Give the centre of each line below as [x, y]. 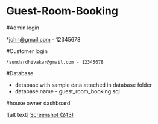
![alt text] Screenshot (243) [40, 114]
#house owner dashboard [38, 103]
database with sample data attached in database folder [83, 85]
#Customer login [27, 51]
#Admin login [23, 28]
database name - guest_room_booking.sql [68, 91]
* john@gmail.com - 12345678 [43, 39]
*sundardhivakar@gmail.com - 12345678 [55, 62]
